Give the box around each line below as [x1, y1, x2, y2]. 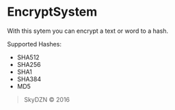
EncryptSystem [7, 4, 98, 20]
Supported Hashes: [7, 40, 62, 48]
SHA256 [16, 60, 41, 68]
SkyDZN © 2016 [23, 95, 70, 103]
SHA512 [16, 53, 40, 61]
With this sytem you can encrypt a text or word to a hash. [7, 27, 169, 35]
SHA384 [16, 74, 42, 83]
